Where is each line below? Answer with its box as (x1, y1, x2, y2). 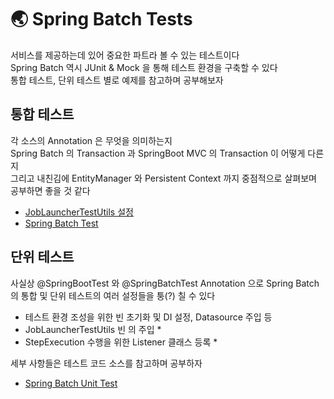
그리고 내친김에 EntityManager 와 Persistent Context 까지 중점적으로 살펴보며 (10, 172, 317, 184)
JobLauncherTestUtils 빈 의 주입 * (24, 323, 162, 335)
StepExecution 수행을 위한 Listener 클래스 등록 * (24, 336, 218, 348)
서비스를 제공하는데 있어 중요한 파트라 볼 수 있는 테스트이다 (10, 49, 240, 61)
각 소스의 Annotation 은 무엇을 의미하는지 (10, 134, 173, 146)
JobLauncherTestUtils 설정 (24, 206, 134, 218)
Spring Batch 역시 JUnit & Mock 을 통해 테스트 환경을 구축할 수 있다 (10, 61, 278, 73)
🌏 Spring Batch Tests (10, 8, 193, 31)
